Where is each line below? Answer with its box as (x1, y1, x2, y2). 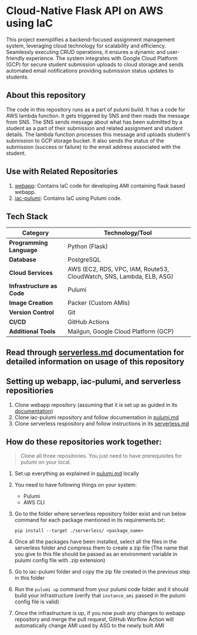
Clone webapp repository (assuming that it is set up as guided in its (14, 401, 178, 408)
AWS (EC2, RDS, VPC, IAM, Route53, (67, 265, 169, 273)
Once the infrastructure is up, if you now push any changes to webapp (14, 610, 185, 617)
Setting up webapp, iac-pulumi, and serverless (6, 376, 181, 386)
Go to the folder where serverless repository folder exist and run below (14, 510, 186, 517)
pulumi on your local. (20, 459, 72, 466)
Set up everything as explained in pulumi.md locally (14, 470, 140, 477)
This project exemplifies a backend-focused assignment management (6, 36, 175, 43)
